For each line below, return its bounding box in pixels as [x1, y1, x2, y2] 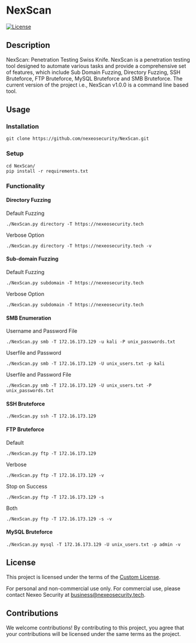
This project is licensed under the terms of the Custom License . [6, 573, 161, 580]
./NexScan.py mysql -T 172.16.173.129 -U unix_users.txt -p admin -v [6, 541, 181, 548]
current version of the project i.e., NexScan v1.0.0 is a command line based [6, 81, 189, 88]
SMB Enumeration [6, 314, 51, 321]
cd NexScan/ [6, 163, 35, 169]
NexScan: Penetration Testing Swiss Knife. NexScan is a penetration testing [6, 56, 190, 63]
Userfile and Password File [6, 371, 72, 378]
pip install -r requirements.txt [6, 168, 89, 174]
